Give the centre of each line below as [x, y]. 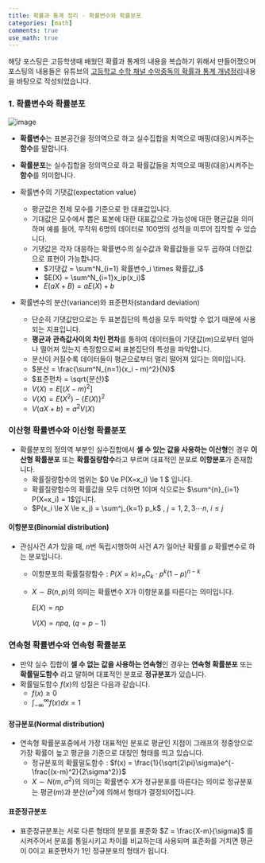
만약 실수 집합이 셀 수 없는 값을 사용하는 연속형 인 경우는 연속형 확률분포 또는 [136, 664]
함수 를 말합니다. [44, 148]
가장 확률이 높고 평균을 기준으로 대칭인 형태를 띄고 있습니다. [112, 753]
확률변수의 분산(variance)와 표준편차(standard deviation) [109, 302]
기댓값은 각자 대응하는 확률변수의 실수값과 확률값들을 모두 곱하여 [131, 248]
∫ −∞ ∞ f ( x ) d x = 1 [56, 703]
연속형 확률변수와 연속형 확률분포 [67, 645]
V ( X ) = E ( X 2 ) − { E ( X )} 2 [68, 398]
